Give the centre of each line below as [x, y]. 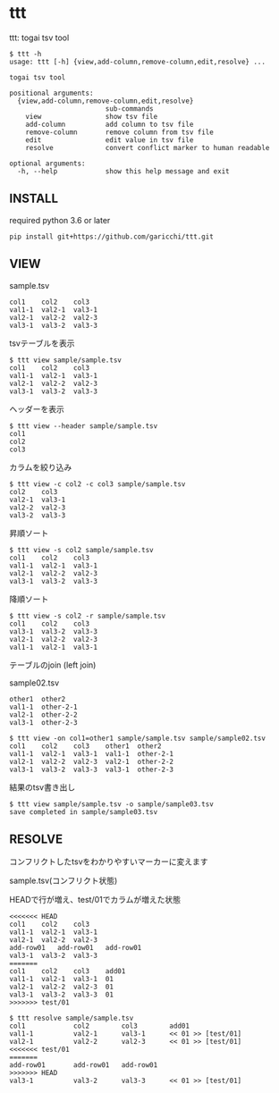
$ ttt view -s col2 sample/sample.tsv [81, 550]
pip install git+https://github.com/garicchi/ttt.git [112, 236]
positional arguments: [51, 93]
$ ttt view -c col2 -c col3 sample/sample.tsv [97, 484]
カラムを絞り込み [41, 467]
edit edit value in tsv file [110, 140]
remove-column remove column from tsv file [120, 132]
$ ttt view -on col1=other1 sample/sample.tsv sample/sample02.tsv [138, 738]
